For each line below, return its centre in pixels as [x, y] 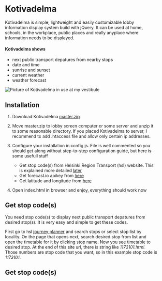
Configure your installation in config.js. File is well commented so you [81, 145]
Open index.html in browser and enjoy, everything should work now [79, 190]
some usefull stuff [30, 156]
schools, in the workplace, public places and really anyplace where [72, 32]
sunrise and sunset [31, 70]
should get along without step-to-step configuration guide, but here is [81, 151]
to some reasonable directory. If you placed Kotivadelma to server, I [79, 131]
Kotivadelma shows [25, 49]
